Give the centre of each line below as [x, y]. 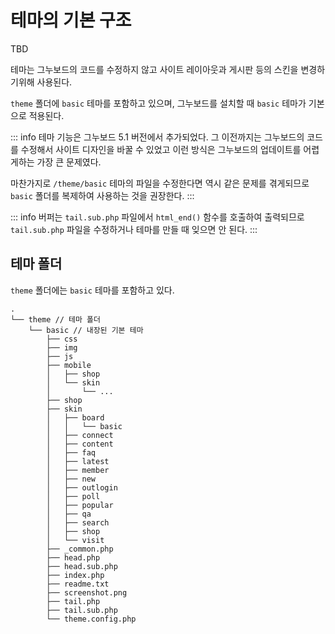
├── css [62, 339]
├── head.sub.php [82, 566]
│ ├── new [71, 479]
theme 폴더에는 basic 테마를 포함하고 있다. [92, 290]
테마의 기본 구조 [71, 20]
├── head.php [73, 557]
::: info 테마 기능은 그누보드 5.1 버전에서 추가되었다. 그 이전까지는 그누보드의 [157, 137]
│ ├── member [78, 470]
